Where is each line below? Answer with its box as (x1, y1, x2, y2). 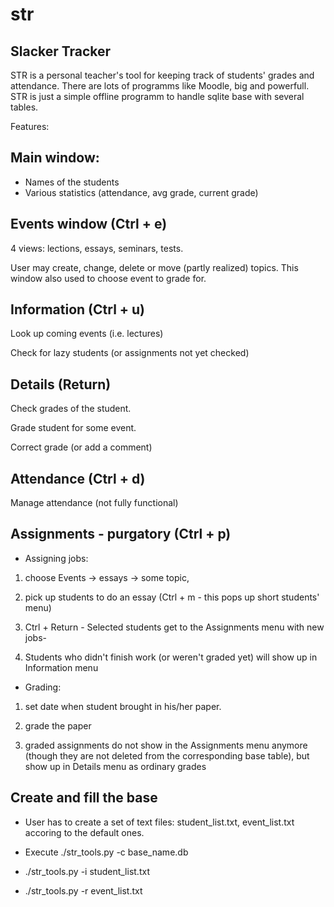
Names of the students (24, 176, 120, 188)
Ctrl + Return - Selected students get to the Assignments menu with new (24, 621, 325, 633)
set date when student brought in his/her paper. (24, 700, 222, 712)
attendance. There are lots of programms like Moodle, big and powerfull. (10, 80, 310, 92)
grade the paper (24, 719, 92, 732)
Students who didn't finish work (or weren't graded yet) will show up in (24, 651, 318, 663)
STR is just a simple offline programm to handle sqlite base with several (10, 91, 305, 102)
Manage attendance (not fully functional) (10, 497, 179, 509)
